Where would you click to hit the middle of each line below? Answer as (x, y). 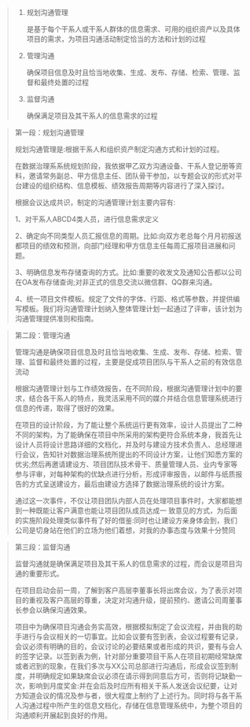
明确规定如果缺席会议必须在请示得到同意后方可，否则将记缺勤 (136, 676)
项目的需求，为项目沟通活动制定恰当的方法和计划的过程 (116, 39)
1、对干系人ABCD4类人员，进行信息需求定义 (86, 219)
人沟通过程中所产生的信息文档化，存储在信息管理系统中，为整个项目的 (129, 705)
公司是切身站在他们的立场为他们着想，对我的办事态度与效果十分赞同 (125, 530)
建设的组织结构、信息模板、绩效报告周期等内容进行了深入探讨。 (125, 185)
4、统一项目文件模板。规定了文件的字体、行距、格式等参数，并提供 (124, 299)
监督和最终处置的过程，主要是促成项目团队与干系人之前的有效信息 (136, 362)
